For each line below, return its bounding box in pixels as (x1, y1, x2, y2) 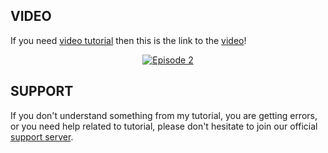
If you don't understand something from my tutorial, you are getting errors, (10, 109, 318, 121)
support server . (10, 130, 74, 143)
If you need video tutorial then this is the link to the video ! (10, 34, 247, 46)
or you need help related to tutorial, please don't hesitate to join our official (10, 120, 318, 132)
